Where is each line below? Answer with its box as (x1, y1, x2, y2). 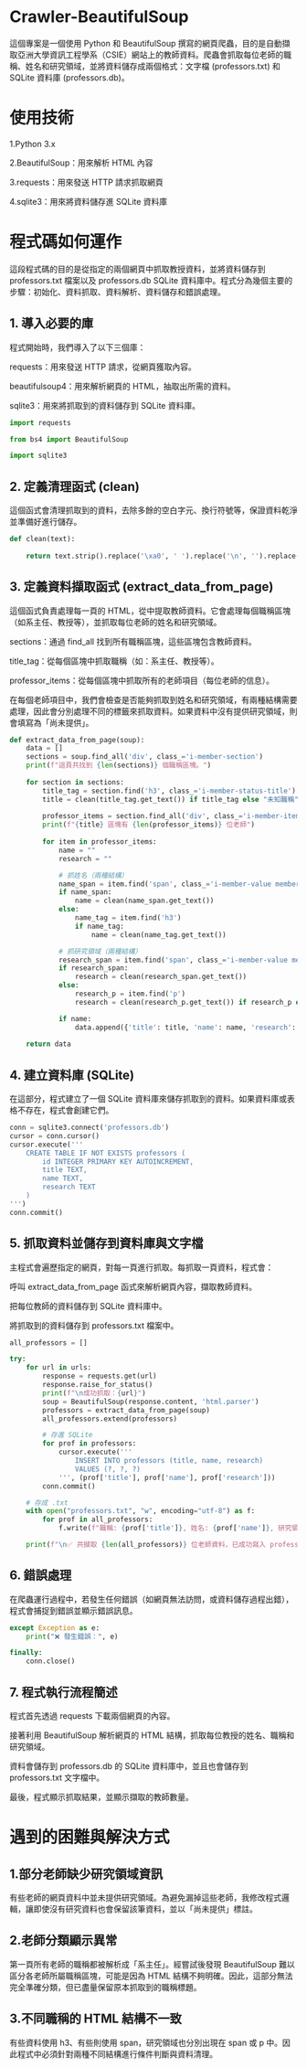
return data (26, 1039, 71, 1049)
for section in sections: (26, 777, 125, 787)
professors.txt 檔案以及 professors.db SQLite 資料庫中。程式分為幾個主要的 (9, 274, 293, 285)
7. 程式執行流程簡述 (9, 1684, 118, 1700)
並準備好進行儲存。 (9, 517, 82, 528)
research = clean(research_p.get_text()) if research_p (74, 997, 292, 1007)
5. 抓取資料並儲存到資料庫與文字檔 (9, 1236, 204, 1252)
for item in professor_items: (42, 837, 157, 847)
